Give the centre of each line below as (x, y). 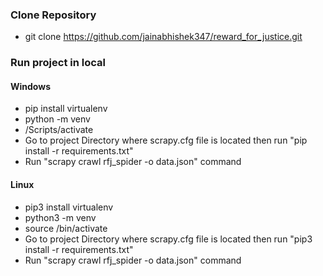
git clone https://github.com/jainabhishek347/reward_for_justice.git (163, 37)
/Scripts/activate (59, 130)
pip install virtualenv (66, 109)
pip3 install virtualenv (69, 207)
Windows (30, 86)
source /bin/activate (66, 228)
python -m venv (57, 119)
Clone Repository (53, 15)
